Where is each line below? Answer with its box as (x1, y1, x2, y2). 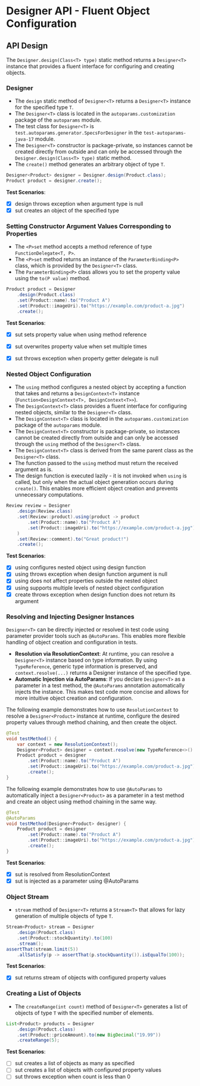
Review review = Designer (6, 502, 70, 509)
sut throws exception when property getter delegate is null (14, 355, 159, 362)
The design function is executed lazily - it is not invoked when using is (14, 472, 187, 479)
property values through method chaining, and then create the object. (6, 718, 177, 725)
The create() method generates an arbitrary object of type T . (14, 161, 165, 168)
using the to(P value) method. (14, 275, 90, 282)
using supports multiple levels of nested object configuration (14, 584, 164, 591)
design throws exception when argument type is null (14, 200, 143, 207)
